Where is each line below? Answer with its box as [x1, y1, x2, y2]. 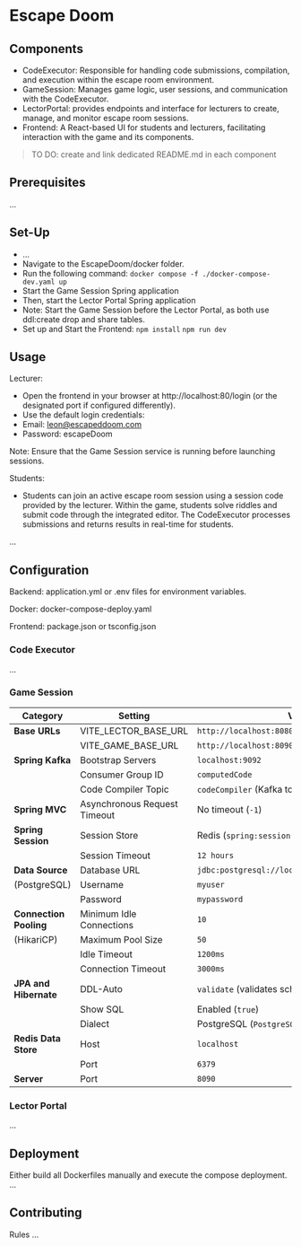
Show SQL [80, 1003, 125, 1015]
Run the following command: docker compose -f [21, 268, 199, 278]
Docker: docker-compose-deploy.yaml [9, 603, 152, 615]
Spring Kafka [13, 753, 72, 766]
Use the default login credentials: [21, 409, 145, 420]
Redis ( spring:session [196, 829, 291, 841]
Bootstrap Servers [80, 753, 157, 766]
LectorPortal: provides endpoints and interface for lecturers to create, [21, 103, 279, 113]
